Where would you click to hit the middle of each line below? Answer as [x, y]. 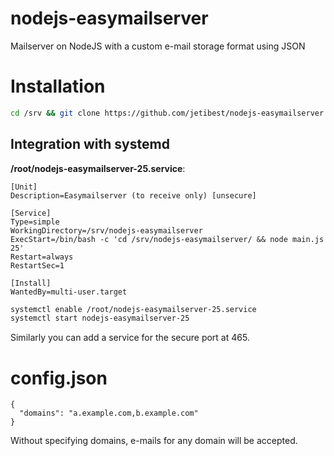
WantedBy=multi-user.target [69, 292]
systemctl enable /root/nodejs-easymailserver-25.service [133, 309]
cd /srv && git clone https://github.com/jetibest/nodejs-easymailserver [167, 113]
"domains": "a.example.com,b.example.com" [109, 413]
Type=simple [35, 222]
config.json [59, 378]
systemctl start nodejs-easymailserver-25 [100, 318]
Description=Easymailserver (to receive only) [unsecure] [133, 195]
